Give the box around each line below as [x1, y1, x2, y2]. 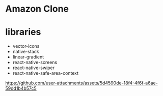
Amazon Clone [5, 3, 69, 15]
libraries [5, 26, 41, 38]
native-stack [12, 49, 39, 55]
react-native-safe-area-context [12, 70, 79, 76]
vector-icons [12, 43, 40, 49]
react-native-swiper [12, 65, 55, 71]
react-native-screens [12, 59, 58, 66]
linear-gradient [12, 54, 44, 60]
